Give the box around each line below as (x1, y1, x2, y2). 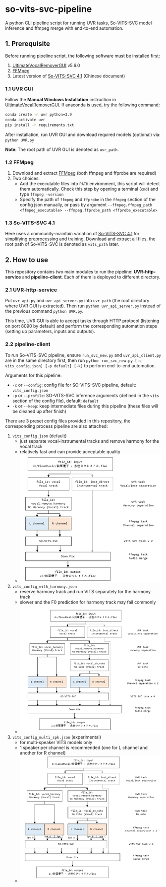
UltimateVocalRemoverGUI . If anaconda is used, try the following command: (5, 102, 160, 108)
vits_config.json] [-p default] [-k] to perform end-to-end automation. (5, 362, 156, 368)
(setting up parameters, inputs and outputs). (5, 329, 96, 335)
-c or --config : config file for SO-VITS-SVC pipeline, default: (12, 382, 136, 388)
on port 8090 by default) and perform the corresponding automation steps (5, 323, 158, 329)
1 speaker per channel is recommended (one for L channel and (19, 745, 148, 751)
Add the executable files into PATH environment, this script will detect (19, 180, 160, 187)
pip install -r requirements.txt (5, 123, 74, 128)
